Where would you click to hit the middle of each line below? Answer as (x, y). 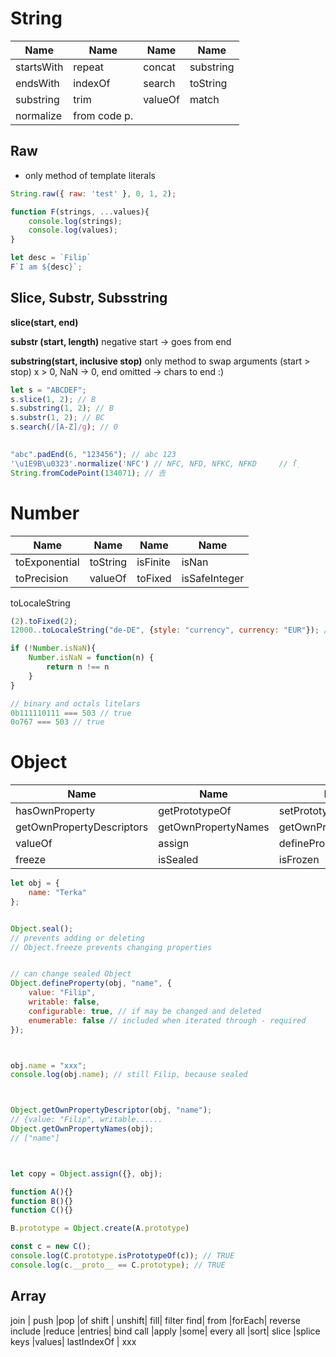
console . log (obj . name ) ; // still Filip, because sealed (129, 1075)
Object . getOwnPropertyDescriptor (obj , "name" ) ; (111, 1110)
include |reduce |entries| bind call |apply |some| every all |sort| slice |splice (165, 1331)
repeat (88, 67)
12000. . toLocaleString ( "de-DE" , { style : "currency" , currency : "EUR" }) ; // (171, 630)
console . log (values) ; (73, 230)
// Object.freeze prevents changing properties (111, 947)
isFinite (153, 562)
